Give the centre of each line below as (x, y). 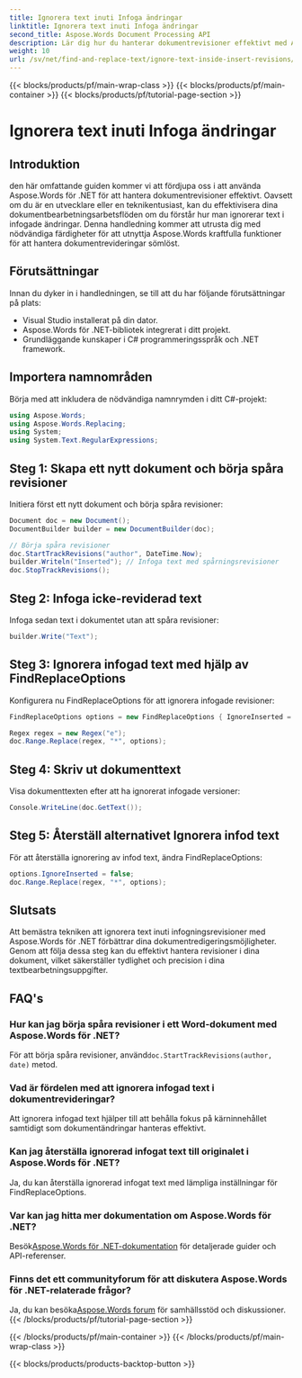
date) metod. (34, 1065)
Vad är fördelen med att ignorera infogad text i (112, 1087)
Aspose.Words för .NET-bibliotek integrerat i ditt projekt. (126, 329)
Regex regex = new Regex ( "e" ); (68, 733)
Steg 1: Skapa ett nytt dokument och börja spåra (147, 468)
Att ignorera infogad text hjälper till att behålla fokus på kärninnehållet (138, 1119)
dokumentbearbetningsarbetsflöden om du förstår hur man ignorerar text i (147, 214)
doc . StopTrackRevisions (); (60, 571)
